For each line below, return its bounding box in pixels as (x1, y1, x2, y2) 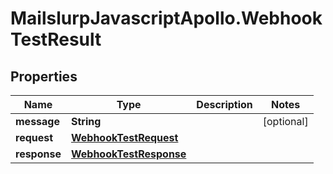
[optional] (262, 115, 309, 128)
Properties (10, 68, 78, 85)
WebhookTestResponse (70, 147, 187, 161)
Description (196, 98, 253, 111)
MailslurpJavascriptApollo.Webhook (10, 7, 323, 30)
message (15, 115, 60, 128)
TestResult (10, 28, 102, 51)
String (70, 115, 102, 128)
